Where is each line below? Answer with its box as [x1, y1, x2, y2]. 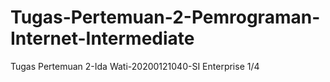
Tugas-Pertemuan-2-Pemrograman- [10, 6, 321, 29]
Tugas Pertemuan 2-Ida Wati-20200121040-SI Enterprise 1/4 [10, 60, 260, 72]
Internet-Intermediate [10, 27, 195, 50]
